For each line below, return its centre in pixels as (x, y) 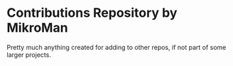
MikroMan (37, 28)
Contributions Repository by (92, 13)
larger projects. (29, 55)
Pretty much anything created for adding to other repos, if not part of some (116, 47)
